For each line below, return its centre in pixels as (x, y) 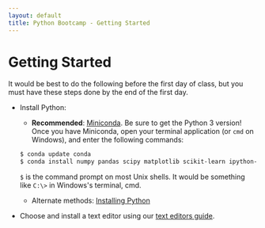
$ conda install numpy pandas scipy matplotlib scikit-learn (123, 162)
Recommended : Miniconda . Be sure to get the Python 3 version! (136, 123)
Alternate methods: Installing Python (91, 201)
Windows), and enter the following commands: (108, 140)
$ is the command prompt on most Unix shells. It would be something (132, 177)
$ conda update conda (55, 154)
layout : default (35, 15)
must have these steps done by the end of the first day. (98, 93)
